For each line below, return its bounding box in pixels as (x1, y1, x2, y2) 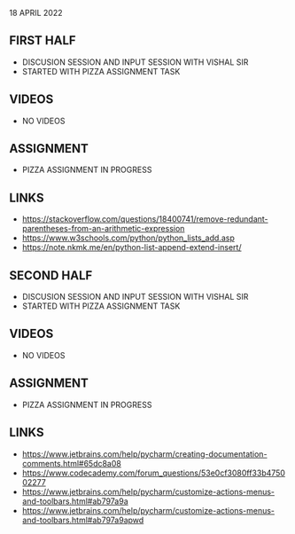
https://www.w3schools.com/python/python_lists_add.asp (21, 232, 235, 243)
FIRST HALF (9, 33, 77, 48)
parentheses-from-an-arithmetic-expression (21, 224, 185, 234)
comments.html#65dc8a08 (21, 458, 121, 468)
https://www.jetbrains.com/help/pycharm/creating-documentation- (21, 448, 268, 459)
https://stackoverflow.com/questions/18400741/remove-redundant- (21, 214, 268, 224)
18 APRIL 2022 (9, 8, 63, 18)
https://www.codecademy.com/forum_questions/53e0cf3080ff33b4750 (21, 467, 286, 478)
